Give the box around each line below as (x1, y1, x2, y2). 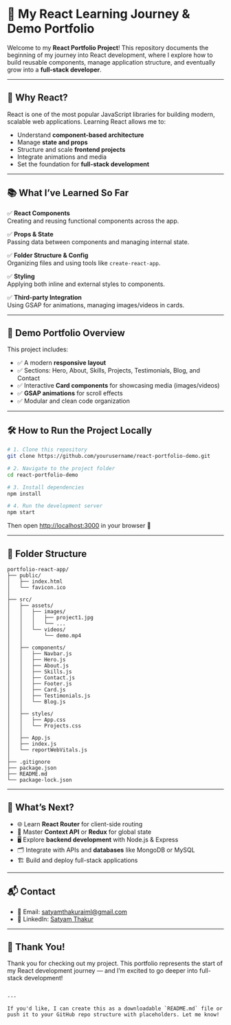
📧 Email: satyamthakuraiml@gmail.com (16, 907, 127, 916)
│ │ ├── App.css (7, 716, 67, 723)
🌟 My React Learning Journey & (7, 6, 190, 22)
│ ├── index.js (7, 740, 57, 747)
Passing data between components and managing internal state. (7, 237, 190, 246)
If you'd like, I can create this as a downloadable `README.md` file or (7, 1005, 223, 1013)
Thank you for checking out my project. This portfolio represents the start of (7, 959, 223, 968)
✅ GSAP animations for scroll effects (16, 389, 123, 397)
